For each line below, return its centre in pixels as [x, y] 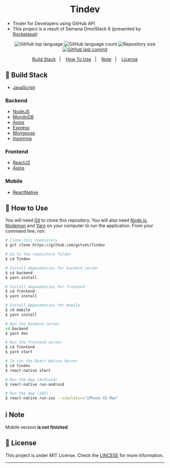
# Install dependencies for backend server [52, 268]
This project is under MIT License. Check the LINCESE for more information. [84, 455]
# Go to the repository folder [38, 255]
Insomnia [22, 138]
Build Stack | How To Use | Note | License [85, 59]
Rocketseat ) [25, 34]
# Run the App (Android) [31, 380]
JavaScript [24, 87]
